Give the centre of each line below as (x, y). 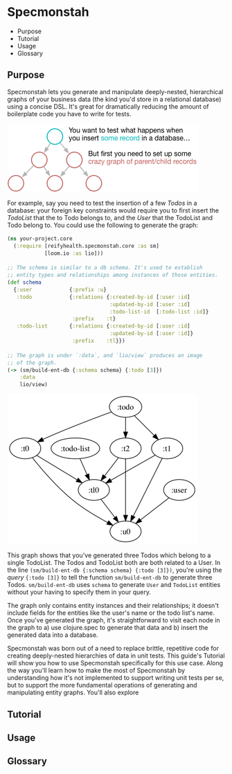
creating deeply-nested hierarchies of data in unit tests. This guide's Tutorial (116, 656)
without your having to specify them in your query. (79, 592)
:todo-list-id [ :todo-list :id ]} (159, 312)
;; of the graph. (32, 363)
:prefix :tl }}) (99, 341)
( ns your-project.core (40, 238)
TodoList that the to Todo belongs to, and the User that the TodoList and (110, 217)
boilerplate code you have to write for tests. (69, 114)
